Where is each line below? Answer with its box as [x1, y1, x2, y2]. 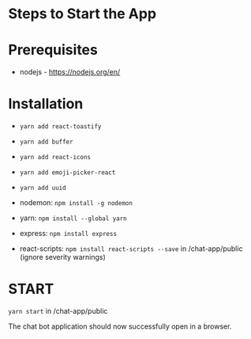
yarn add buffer [19, 138, 73, 147]
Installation [8, 95, 84, 113]
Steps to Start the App [8, 5, 156, 23]
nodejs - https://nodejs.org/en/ [19, 67, 121, 77]
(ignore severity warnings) [19, 253, 106, 262]
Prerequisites [8, 41, 99, 59]
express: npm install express [19, 229, 117, 238]
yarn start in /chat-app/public [8, 307, 108, 315]
